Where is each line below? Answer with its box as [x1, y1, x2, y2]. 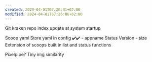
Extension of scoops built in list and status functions [5, 42, 112, 48]
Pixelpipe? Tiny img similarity [5, 51, 64, 57]
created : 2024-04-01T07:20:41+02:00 [5, 7, 80, 12]
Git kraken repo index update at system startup [5, 25, 101, 31]
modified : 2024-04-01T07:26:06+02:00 [5, 12, 83, 17]
